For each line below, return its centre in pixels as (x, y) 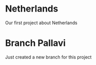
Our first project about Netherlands (41, 23)
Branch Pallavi (35, 43)
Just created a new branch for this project (48, 57)
